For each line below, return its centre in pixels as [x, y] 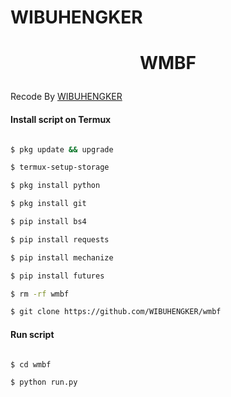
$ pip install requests [60, 239]
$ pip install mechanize [62, 257]
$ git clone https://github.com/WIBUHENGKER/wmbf [116, 312]
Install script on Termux [61, 119]
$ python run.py [44, 382]
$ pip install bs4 [48, 222]
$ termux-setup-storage [60, 167]
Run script [32, 334]
